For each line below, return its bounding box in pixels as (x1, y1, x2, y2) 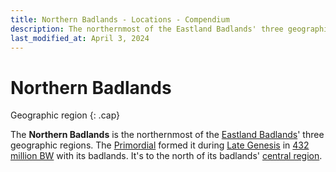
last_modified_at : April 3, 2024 (10, 33, 150, 43)
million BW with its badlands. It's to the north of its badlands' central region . (10, 150, 323, 162)
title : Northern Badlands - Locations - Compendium (10, 14, 230, 25)
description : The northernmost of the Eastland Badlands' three (10, 24, 284, 34)
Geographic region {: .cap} (10, 109, 121, 121)
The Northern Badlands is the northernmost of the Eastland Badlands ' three (10, 129, 325, 141)
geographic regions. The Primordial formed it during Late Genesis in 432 (10, 139, 310, 151)
